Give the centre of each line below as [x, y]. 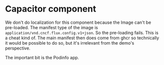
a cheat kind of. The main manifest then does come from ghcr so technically [82, 38]
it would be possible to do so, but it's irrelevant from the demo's [70, 43]
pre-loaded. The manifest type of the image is [52, 27]
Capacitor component [51, 9]
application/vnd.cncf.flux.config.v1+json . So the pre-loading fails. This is [82, 32]
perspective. [18, 48]
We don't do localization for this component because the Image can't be [78, 22]
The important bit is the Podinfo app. [42, 57]
